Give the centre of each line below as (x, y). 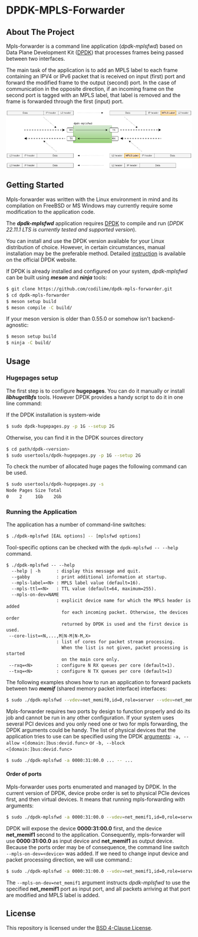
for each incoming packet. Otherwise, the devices (125, 613)
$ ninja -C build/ (29, 343)
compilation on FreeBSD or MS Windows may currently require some (90, 205)
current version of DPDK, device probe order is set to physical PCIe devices (98, 793)
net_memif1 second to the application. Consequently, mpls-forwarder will (95, 835)
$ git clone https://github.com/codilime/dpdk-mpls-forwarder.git (89, 289)
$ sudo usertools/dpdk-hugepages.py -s (55, 484)
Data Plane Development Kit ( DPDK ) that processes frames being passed (95, 52)
